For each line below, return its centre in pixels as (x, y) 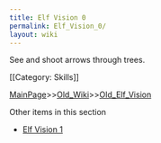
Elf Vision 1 (42, 130)
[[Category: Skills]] (44, 77)
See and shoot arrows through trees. (77, 60)
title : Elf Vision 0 (48, 18)
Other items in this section (58, 112)
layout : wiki (34, 34)
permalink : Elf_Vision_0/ (58, 26)
